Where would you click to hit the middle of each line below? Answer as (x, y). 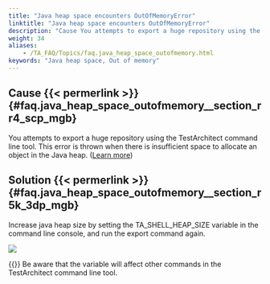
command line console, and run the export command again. (107, 233)
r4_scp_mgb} (43, 119)
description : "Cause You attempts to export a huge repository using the (135, 31)
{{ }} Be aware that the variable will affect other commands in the (115, 264)
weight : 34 (27, 38)
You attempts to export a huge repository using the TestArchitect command (133, 138)
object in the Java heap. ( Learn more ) (71, 154)
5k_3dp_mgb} (44, 206)
